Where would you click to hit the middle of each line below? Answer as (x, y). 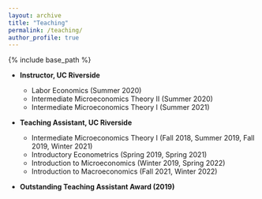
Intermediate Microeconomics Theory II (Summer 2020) (122, 99)
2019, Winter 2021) (62, 146)
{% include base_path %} (50, 60)
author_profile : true (44, 38)
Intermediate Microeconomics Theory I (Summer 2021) (121, 107)
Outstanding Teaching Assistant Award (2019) (97, 187)
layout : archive (35, 15)
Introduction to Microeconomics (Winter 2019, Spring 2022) (128, 163)
